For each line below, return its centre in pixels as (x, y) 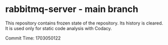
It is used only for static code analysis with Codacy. (59, 28)
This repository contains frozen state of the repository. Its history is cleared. (84, 23)
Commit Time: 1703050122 (33, 38)
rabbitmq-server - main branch (72, 9)
